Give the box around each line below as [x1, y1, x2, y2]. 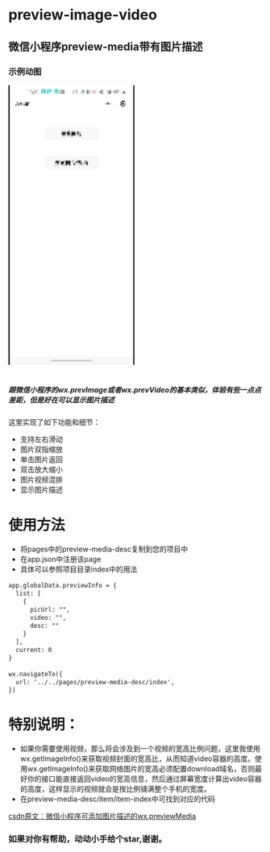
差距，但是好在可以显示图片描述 [8, 395, 114, 405]
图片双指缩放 [19, 444, 63, 454]
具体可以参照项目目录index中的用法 [19, 564, 138, 574]
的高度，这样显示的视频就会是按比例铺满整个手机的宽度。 [19, 783, 211, 793]
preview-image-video [8, 6, 157, 24]
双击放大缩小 [19, 464, 63, 474]
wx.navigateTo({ [8, 670, 63, 678]
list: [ [15, 589, 42, 597]
